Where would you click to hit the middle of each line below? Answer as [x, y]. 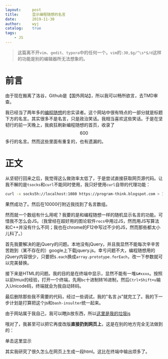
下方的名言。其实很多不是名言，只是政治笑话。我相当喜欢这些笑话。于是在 [82, 118]
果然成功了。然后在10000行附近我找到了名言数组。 [58, 204]
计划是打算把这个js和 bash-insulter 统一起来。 [56, 303]
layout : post [23, 10]
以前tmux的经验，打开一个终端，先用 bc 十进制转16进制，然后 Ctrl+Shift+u [81, 280]
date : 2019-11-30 [30, 19]
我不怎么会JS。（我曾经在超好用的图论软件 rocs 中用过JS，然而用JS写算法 [84, 221]
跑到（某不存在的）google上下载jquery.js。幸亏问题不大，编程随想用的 [82, 250]
